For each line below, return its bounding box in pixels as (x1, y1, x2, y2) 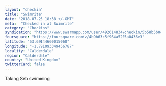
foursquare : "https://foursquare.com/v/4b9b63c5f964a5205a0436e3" (5, 35, 145, 40)
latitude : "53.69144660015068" (5, 39, 70, 44)
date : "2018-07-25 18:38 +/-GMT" (5, 16, 74, 21)
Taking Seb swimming (5, 76, 50, 82)
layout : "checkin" (5, 7, 43, 12)
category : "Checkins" (5, 26, 50, 30)
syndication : (5, 30, 32, 35)
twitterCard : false (5, 62, 45, 67)
